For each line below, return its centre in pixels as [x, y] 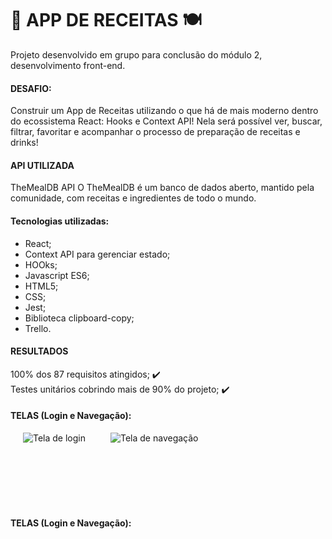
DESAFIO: [31, 88]
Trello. [38, 328]
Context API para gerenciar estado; [97, 254]
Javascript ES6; [57, 275]
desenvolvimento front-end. [68, 65]
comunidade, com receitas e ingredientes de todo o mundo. [133, 198]
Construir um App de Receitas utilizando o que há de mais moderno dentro [164, 111]
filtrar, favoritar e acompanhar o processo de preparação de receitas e [155, 132]
